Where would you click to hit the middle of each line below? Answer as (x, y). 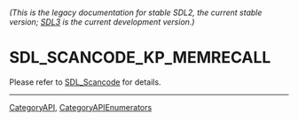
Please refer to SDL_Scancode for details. (85, 82)
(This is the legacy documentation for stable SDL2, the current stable (136, 12)
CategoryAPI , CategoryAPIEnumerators (81, 107)
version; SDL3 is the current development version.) (102, 21)
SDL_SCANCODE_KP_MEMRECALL (140, 57)
